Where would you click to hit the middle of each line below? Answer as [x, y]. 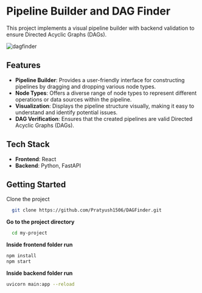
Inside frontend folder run [40, 245]
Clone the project [28, 199]
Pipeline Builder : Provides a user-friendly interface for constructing [100, 80]
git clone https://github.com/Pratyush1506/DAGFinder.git [87, 210]
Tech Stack [28, 144]
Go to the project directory [40, 222]
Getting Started [36, 184]
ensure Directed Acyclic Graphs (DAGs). [57, 34]
